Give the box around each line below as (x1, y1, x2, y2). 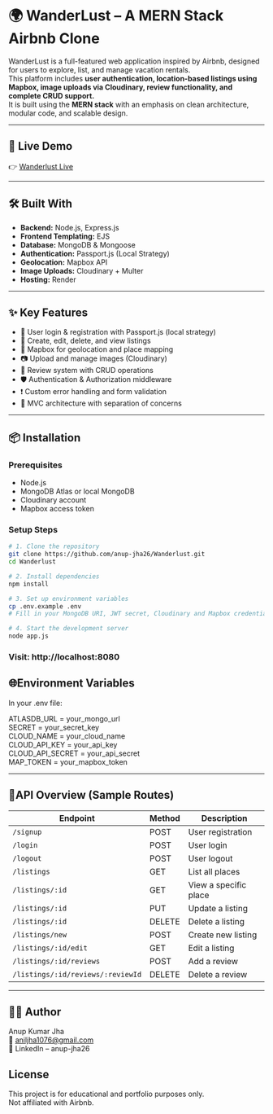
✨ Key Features (8, 305, 88, 319)
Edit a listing (188, 942, 235, 954)
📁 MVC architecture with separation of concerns (19, 398, 183, 408)
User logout (188, 853, 233, 864)
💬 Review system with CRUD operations (19, 366, 154, 375)
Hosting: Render (19, 274, 77, 284)
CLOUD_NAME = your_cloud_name (8, 730, 126, 741)
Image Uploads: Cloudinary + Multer (19, 265, 144, 275)
